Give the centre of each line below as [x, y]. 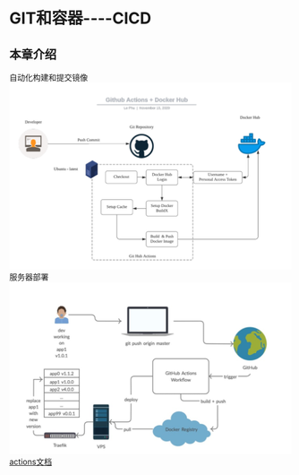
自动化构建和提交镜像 [48, 78]
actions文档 [30, 462]
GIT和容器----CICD [81, 18]
